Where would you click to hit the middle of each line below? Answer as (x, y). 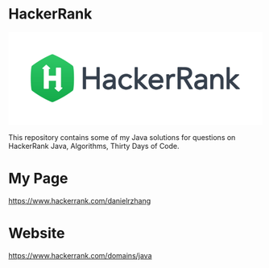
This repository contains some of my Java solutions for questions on (122, 138)
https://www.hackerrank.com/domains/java (80, 255)
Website (37, 233)
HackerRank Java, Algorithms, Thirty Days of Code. (94, 146)
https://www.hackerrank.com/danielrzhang (80, 201)
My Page (38, 179)
